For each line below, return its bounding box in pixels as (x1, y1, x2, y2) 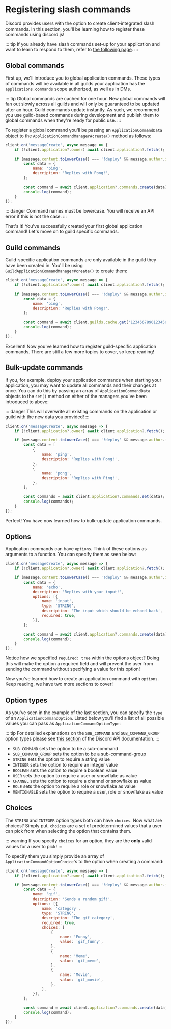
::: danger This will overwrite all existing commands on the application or (5, 408, 157, 414)
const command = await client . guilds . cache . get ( (23, 320, 129, 325)
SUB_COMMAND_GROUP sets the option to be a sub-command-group (12, 751, 147, 757)
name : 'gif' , (32, 892, 60, 897)
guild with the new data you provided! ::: (5, 414, 90, 420)
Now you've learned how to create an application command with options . (5, 676, 159, 682)
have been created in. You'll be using (5, 262, 83, 269)
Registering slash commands (5, 4, 131, 15)
